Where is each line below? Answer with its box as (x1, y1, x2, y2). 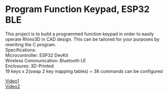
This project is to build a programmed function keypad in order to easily (5, 31, 154, 37)
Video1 (5, 78, 19, 84)
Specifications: (5, 47, 36, 53)
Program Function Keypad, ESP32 (5, 4, 150, 15)
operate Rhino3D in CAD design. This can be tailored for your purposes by (5, 36, 160, 42)
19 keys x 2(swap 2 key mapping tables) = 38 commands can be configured (5, 68, 163, 74)
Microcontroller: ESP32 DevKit (5, 52, 69, 58)
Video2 (5, 83, 20, 89)
